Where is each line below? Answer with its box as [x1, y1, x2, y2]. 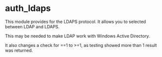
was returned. [5, 47, 33, 53]
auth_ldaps [5, 3, 51, 14]
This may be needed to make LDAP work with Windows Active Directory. [5, 33, 150, 39]
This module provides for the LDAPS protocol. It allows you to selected [5, 19, 146, 24]
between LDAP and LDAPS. [5, 23, 60, 29]
